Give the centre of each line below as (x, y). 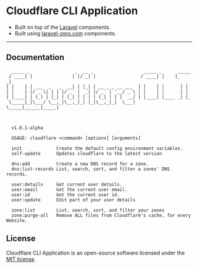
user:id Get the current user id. (65, 195)
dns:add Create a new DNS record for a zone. (80, 164)
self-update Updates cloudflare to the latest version (87, 153)
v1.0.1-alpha (27, 128)
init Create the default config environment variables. (97, 148)
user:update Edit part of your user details (73, 200)
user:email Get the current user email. (70, 190)
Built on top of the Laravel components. (62, 27)
